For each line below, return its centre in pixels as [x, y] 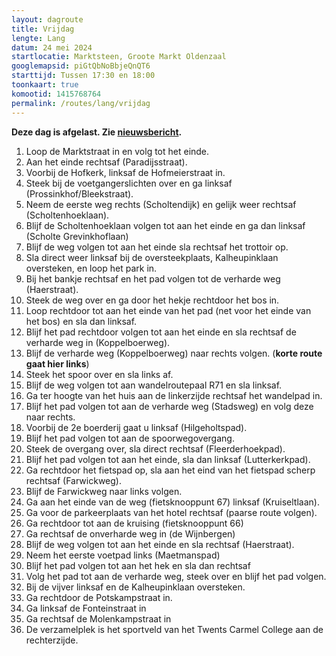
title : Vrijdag [43, 29]
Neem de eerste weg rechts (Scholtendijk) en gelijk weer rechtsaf [161, 204]
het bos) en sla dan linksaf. [81, 321]
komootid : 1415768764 [56, 94]
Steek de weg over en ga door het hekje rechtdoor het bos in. [152, 300]
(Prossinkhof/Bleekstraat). [79, 193]
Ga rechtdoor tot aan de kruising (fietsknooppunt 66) [134, 523]
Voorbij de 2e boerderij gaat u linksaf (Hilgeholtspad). [136, 427]
